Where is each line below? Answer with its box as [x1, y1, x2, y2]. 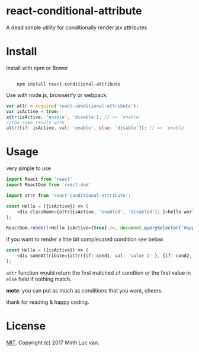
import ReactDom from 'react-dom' [6, 182, 92, 188]
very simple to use [6, 165, 52, 172]
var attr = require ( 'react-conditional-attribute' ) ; [6, 103, 139, 109]
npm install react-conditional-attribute [17, 81, 120, 87]
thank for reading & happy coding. [6, 298, 89, 306]
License [6, 319, 46, 333]
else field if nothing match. [6, 275, 72, 282]
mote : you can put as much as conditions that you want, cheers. [6, 287, 163, 294]
